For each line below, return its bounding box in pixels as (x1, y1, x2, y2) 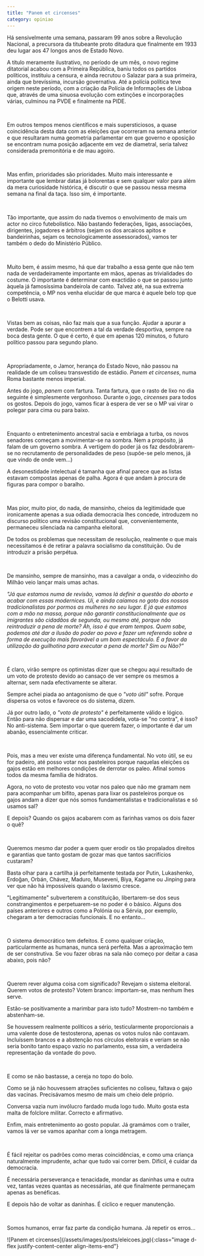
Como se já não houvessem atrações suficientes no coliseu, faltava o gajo (7, 1084, 193, 1091)
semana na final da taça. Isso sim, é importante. (7, 190, 127, 197)
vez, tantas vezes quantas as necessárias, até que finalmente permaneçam (7, 1182, 195, 1190)
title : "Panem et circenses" (7, 10, 81, 16)
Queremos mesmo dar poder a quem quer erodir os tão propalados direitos (7, 844, 195, 851)
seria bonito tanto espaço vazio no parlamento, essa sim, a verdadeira (7, 1042, 183, 1049)
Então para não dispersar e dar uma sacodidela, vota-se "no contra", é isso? (7, 715, 198, 722)
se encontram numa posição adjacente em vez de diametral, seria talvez (7, 140, 188, 147)
